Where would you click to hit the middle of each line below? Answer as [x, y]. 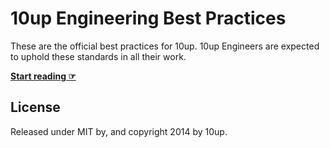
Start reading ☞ [43, 76]
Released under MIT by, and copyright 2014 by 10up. [119, 131]
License [35, 107]
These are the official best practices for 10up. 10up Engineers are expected [165, 46]
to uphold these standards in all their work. [98, 56]
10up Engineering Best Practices [148, 18]
